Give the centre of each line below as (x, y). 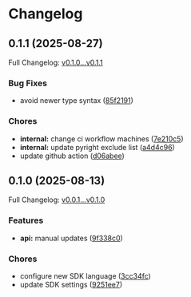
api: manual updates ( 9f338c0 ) (72, 238)
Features (26, 220)
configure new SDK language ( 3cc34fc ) (86, 276)
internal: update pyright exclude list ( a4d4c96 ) (97, 147)
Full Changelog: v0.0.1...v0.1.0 (57, 200)
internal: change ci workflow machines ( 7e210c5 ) (101, 139)
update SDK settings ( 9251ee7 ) (71, 285)
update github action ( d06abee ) (72, 156)
